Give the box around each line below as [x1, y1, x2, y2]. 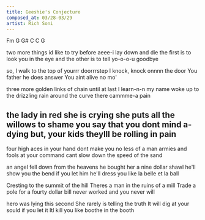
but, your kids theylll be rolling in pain [30, 129, 176, 139]
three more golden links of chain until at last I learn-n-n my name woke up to [6, 86, 199, 93]
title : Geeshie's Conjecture [6, 9, 81, 15]
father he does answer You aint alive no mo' [6, 74, 117, 81]
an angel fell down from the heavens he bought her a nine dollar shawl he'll [6, 163, 196, 171]
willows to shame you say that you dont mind [6, 119, 182, 130]
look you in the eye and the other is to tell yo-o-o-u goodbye [6, 56, 159, 63]
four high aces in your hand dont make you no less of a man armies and [6, 145, 187, 153]
